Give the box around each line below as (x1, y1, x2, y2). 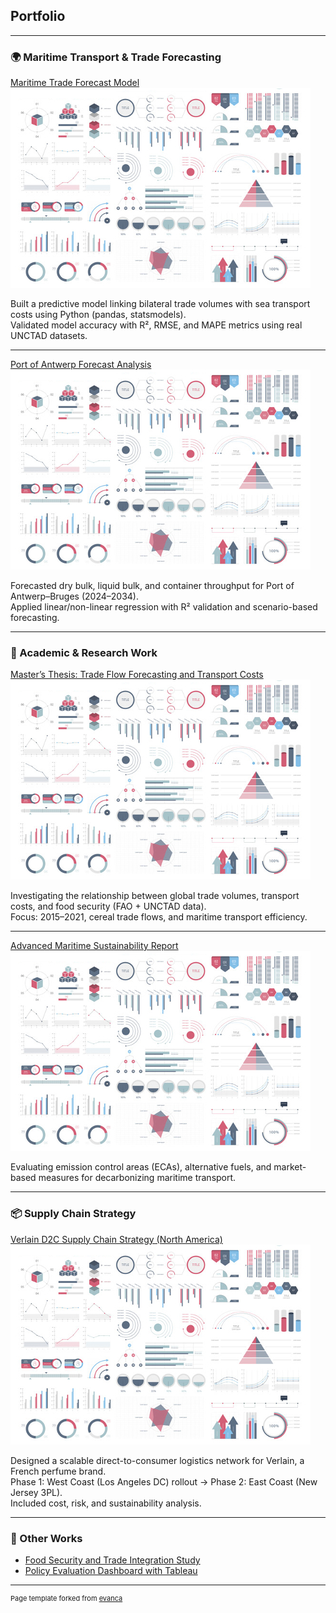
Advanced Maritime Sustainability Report (10, 940, 179, 952)
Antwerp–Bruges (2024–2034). (10, 590, 139, 603)
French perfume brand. (10, 1465, 107, 1477)
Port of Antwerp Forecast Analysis (10, 359, 152, 371)
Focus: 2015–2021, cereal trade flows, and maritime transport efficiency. (10, 911, 308, 923)
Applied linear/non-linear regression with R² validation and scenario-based (10, 601, 318, 613)
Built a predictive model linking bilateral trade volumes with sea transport (10, 298, 311, 310)
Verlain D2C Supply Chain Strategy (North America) (10, 1233, 223, 1245)
